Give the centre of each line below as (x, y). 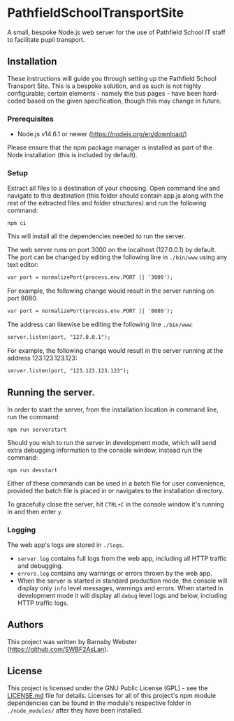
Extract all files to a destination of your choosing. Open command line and (114, 188)
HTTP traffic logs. (43, 603)
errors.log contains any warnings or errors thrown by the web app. (115, 573)
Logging (22, 530)
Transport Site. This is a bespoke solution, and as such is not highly (104, 86)
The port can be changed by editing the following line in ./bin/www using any (117, 257)
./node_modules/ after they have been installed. (75, 710)
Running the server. (51, 393)
